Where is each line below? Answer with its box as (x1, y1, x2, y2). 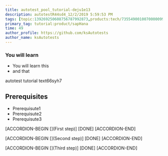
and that (12, 68, 30, 74)
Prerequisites (5, 92, 48, 101)
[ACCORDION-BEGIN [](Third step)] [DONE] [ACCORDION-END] (5, 145, 137, 151)
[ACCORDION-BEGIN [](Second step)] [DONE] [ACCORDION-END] (5, 135, 142, 141)
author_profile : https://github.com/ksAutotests (5, 30, 108, 35)
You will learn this (12, 63, 49, 69)
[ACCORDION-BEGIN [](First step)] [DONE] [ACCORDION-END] (5, 126, 136, 132)
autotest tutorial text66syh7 (5, 78, 62, 84)
